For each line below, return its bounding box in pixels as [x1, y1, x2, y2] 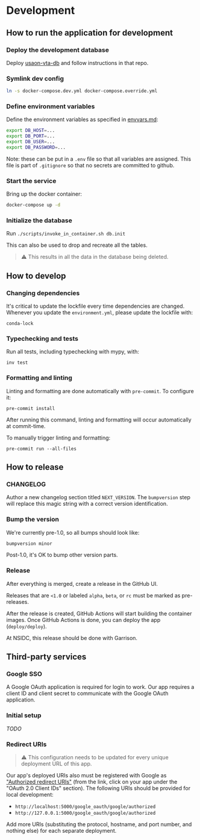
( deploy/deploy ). [6, 623, 47, 630]
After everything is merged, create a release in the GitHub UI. [6, 580, 158, 587]
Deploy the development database [6, 46, 110, 54]
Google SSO [6, 670, 42, 678]
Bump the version [6, 515, 59, 524]
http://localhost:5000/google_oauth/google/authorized [14, 804, 156, 810]
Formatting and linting [6, 374, 72, 382]
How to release [6, 462, 64, 472]
